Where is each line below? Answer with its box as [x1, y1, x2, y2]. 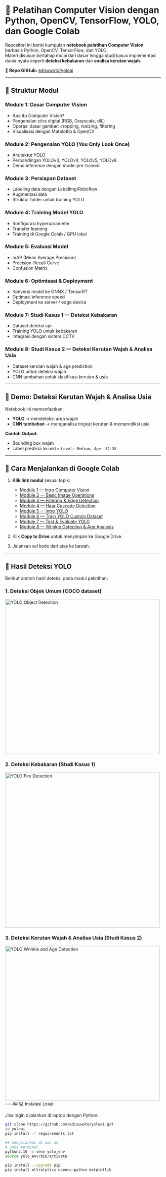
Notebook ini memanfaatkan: [5, 406, 64, 412]
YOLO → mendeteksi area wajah [12, 415, 79, 421]
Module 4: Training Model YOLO [5, 209, 83, 216]
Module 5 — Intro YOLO [19, 508, 68, 514]
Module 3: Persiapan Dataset [5, 175, 77, 181]
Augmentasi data [12, 191, 47, 197]
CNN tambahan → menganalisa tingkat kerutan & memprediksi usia [12, 421, 150, 427]
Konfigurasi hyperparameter [12, 220, 70, 226]
